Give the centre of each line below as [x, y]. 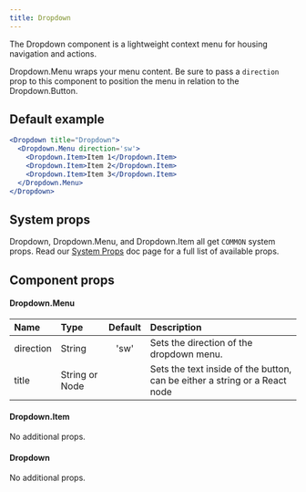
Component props [62, 280]
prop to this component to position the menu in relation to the [124, 81]
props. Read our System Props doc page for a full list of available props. [144, 251]
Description [176, 327]
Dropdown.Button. [44, 90]
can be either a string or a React [218, 380]
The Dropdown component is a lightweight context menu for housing [139, 44]
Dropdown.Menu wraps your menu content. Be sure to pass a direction [144, 71]
